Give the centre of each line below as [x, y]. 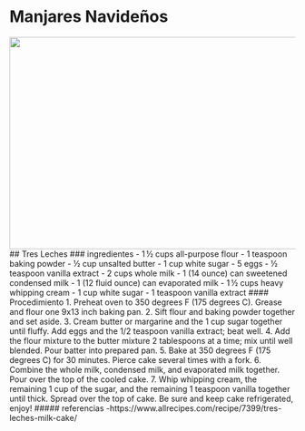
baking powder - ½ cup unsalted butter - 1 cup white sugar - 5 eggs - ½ [144, 263]
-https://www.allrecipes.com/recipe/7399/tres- [194, 408]
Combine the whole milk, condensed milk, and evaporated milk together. [145, 369]
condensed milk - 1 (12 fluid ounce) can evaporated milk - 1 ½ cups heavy [147, 282]
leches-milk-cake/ [43, 417]
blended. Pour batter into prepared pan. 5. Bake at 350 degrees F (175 [140, 350]
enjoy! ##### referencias [57, 408]
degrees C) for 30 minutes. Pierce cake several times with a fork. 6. [135, 359]
